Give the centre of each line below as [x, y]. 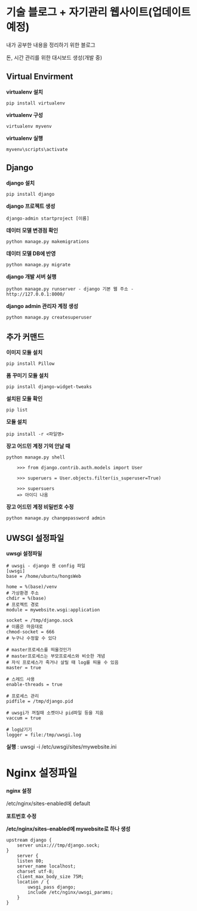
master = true [24, 668]
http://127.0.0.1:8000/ [36, 294]
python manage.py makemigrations [48, 241]
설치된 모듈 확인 [24, 399]
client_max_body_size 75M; [50, 877]
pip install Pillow [30, 364]
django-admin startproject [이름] [48, 218]
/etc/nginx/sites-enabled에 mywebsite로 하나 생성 [68, 829]
